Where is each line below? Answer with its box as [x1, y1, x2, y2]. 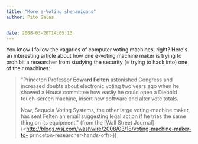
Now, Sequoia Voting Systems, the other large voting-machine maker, [20, 107, 190, 114]
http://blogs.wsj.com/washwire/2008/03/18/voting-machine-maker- [26, 125, 192, 133]
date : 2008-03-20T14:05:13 [6, 30, 73, 36]
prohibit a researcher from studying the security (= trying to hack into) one [6, 58, 188, 66]
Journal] [134, 119, 155, 126]
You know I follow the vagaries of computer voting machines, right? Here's [6, 46, 188, 53]
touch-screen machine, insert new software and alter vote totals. [20, 95, 178, 102]
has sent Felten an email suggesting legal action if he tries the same [20, 113, 186, 120]
